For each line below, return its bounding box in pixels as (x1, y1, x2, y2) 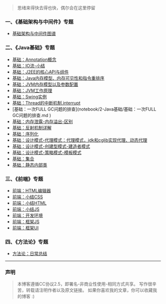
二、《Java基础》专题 (5, 44, 55, 51)
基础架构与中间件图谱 (12, 31, 56, 37)
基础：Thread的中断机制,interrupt (12, 100, 81, 106)
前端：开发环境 (12, 212, 43, 218)
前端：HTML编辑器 (12, 187, 51, 193)
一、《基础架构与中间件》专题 (5, 18, 74, 25)
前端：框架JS (12, 218, 40, 225)
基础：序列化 (12, 131, 39, 137)
